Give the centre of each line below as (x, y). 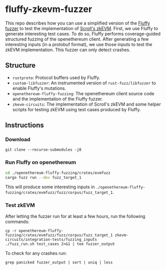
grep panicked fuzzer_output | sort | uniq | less (59, 262)
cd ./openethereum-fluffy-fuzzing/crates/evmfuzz (58, 173)
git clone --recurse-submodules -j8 (43, 150)
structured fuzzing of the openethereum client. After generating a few (77, 39)
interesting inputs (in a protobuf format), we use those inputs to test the (79, 44)
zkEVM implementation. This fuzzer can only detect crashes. (68, 50)
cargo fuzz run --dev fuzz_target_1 (43, 177)
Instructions (24, 125)
